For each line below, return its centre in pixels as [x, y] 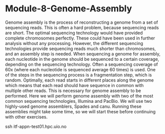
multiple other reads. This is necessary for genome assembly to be [73, 90]
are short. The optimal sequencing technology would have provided [74, 33]
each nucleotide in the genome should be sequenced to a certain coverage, [82, 59]
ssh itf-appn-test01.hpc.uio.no [36, 126]
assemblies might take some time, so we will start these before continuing [80, 111]
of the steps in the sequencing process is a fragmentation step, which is [79, 75]
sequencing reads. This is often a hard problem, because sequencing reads [82, 27]
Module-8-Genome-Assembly [69, 9]
